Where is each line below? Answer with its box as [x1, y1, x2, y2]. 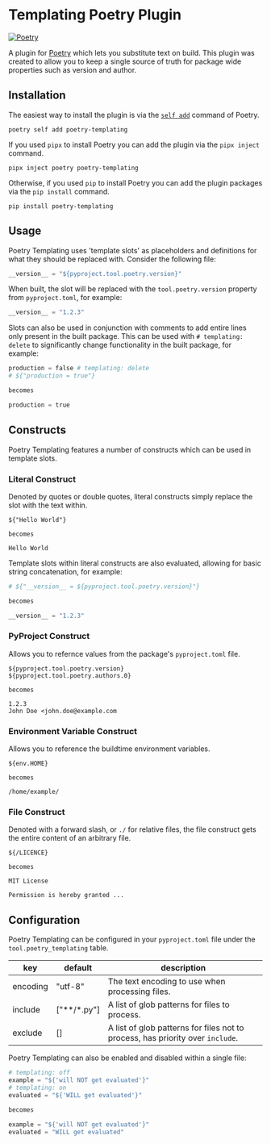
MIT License [8, 877, 48, 885]
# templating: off [8, 1069, 70, 1077]
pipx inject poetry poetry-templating [8, 164, 139, 172]
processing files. [107, 986, 171, 997]
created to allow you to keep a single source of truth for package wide [8, 56, 242, 66]
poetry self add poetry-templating [8, 125, 128, 134]
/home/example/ [8, 788, 60, 796]
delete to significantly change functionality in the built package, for [8, 340, 232, 350]
